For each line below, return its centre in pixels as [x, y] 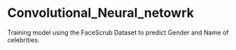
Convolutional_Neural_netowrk [101, 13]
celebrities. [24, 39]
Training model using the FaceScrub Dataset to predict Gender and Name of [118, 32]
